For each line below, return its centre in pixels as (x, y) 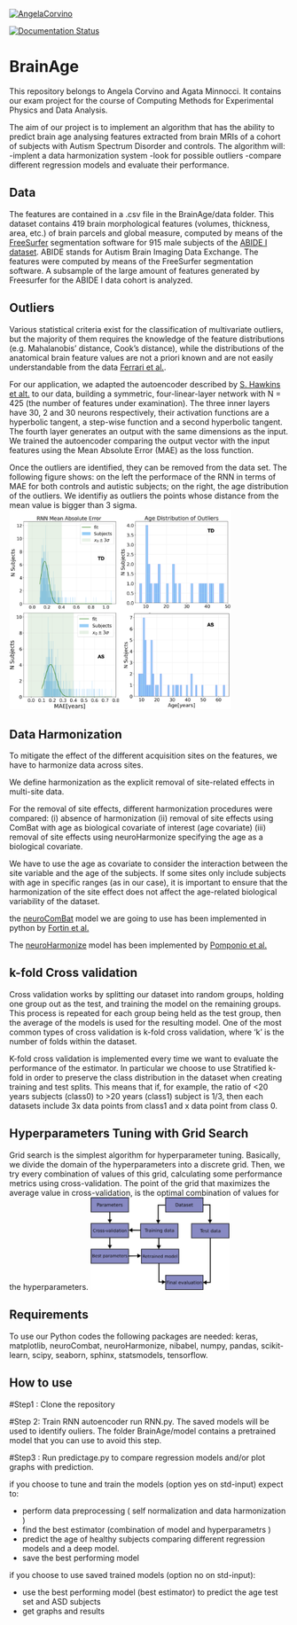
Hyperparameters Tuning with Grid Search (129, 1133)
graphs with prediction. (51, 1466)
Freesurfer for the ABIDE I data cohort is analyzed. (101, 280)
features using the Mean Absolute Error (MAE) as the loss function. (132, 450)
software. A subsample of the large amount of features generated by (134, 270)
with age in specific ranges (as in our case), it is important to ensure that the (148, 882)
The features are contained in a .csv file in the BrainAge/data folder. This (142, 214)
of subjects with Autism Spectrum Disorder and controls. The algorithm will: (147, 145)
